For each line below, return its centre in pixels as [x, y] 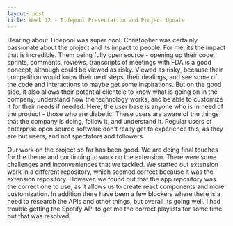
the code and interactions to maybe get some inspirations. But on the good [114, 84]
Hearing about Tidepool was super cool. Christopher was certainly [103, 40]
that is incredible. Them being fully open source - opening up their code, [111, 55]
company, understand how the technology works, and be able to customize [115, 99]
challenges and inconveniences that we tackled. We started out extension [113, 164]
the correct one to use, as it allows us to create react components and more [116, 186]
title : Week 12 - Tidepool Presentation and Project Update [96, 20]
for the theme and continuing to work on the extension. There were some [112, 156]
